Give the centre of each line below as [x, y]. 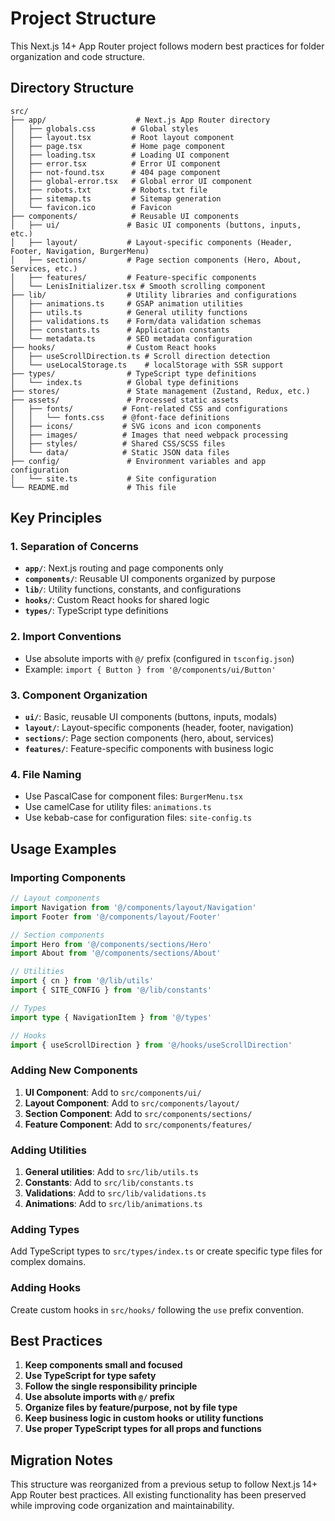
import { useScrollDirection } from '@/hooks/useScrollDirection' [151, 1045]
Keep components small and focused [103, 1365]
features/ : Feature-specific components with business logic [149, 749]
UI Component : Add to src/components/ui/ [113, 1092]
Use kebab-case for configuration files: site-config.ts [138, 818]
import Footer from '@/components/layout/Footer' [116, 917]
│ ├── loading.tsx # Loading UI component [120, 155]
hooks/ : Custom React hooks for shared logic [117, 600]
